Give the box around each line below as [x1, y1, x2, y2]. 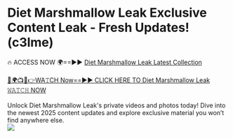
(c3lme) [7, 35, 54, 50]
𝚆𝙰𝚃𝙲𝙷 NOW [7, 86, 47, 94]
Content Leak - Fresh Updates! [7, 20, 189, 36]
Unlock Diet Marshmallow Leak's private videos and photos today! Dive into [7, 101, 226, 109]
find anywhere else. [7, 116, 65, 124]
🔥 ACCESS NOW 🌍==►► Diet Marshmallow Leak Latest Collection [7, 58, 202, 66]
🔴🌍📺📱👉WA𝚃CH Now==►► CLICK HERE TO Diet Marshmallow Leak [7, 75, 211, 84]
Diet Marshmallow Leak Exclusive [7, 5, 207, 21]
